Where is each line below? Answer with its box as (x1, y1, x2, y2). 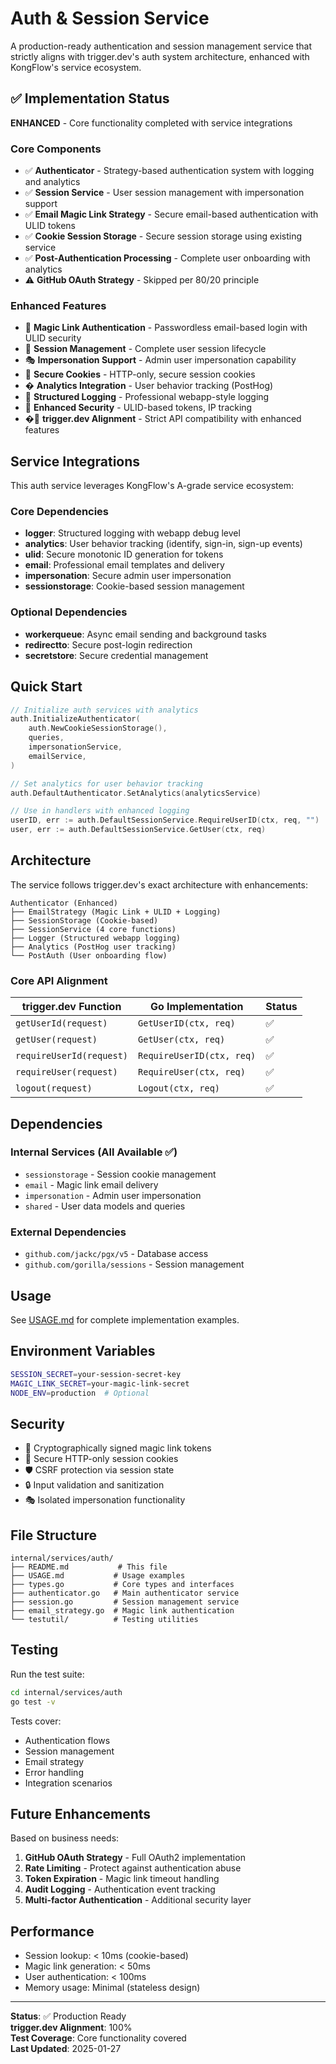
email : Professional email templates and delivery (24, 559, 225, 571)
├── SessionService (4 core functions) (10, 924, 177, 934)
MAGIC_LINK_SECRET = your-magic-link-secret (10, 1378, 190, 1389)
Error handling (24, 1766, 84, 1778)
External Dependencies (10, 1225, 127, 1239)
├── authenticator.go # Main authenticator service (10, 1588, 240, 1599)
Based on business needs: (10, 1832, 120, 1844)
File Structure (10, 1527, 97, 1544)
